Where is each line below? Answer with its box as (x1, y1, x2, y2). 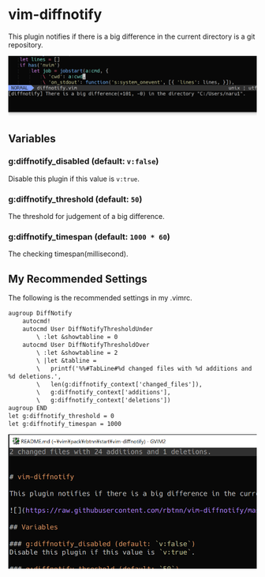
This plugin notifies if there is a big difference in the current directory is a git (8, 32, 256, 41)
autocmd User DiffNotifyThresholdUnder (22, 326, 154, 334)
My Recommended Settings (8, 272, 147, 285)
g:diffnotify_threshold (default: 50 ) (8, 194, 143, 205)
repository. (8, 40, 43, 49)
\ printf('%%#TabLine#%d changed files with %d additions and (36, 365, 252, 373)
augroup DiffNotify (8, 310, 73, 318)
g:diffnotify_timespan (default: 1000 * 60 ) (8, 231, 171, 242)
